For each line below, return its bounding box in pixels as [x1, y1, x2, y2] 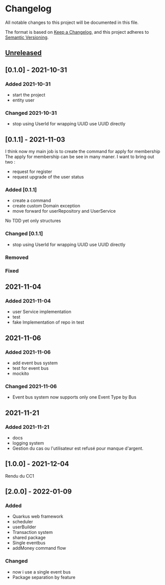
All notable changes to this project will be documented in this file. [5, 19, 139, 25]
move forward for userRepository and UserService [12, 208, 116, 214]
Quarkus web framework [12, 513, 64, 519]
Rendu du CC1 [5, 473, 34, 479]
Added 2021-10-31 [5, 81, 51, 87]
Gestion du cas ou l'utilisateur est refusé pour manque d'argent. [12, 445, 144, 451]
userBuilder [12, 524, 36, 530]
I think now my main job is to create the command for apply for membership [5, 149, 161, 155]
